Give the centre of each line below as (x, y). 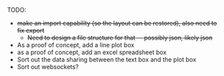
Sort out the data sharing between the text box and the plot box (107, 60)
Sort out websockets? (48, 67)
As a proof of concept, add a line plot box (76, 45)
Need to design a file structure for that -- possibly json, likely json (120, 38)
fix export (30, 30)
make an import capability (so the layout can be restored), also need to (117, 23)
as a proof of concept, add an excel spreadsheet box (91, 52)
